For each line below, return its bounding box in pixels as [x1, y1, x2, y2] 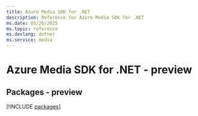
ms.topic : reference [6, 25, 59, 32]
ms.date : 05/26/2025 [6, 20, 59, 26]
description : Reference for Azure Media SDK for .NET [6, 14, 145, 21]
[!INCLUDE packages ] [6, 103, 61, 110]
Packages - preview [6, 87, 83, 97]
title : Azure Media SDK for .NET [6, 8, 91, 15]
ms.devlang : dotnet [6, 31, 56, 37]
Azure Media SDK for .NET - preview [6, 63, 193, 77]
